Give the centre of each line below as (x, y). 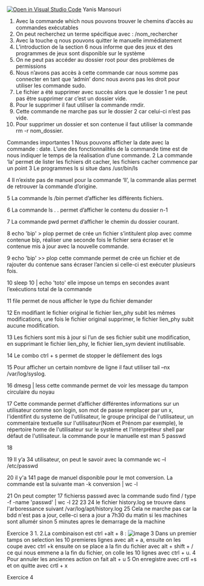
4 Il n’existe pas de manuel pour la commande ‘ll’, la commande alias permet (102, 180)
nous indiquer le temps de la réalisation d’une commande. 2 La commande (100, 155)
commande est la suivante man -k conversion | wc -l (72, 484)
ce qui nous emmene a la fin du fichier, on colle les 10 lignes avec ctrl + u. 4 (101, 553)
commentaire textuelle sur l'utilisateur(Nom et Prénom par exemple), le (95, 423)
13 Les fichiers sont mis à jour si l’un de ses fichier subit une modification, (99, 337)
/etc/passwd (22, 466)
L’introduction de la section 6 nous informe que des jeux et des (94, 47)
